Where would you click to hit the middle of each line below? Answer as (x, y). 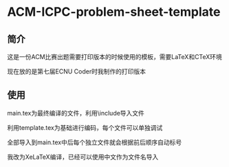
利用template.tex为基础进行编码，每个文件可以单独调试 (85, 127)
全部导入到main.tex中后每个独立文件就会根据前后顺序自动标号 (95, 142)
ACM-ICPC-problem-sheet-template (114, 12)
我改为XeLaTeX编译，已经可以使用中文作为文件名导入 (83, 157)
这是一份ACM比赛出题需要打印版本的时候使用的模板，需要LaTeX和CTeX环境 (115, 57)
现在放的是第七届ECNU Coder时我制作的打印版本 (77, 71)
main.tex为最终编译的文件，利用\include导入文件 (76, 113)
